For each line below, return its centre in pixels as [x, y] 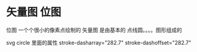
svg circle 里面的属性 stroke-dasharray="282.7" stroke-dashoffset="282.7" [99, 42]
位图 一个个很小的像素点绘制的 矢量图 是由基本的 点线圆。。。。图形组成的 [94, 30]
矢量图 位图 [34, 12]
